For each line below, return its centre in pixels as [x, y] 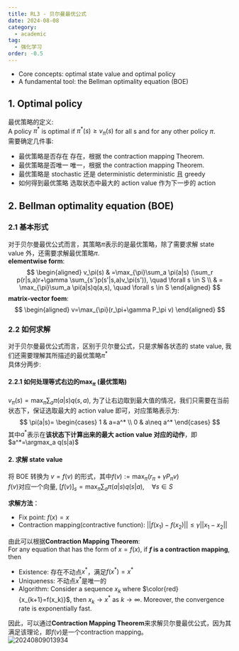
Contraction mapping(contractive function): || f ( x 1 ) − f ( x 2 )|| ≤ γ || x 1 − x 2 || [123, 526]
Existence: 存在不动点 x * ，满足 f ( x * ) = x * [76, 571]
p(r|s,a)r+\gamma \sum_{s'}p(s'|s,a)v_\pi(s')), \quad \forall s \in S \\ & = [120, 280]
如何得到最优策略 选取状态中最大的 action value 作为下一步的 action [117, 183]
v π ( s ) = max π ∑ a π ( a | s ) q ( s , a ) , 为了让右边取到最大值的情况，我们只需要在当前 [119, 401]
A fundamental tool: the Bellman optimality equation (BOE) [103, 81]
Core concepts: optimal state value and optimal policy [97, 74]
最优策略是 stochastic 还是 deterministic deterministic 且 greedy [112, 174]
